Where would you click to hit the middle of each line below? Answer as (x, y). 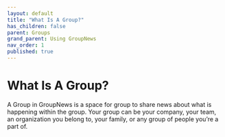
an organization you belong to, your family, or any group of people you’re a (113, 119)
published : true (30, 52)
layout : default (30, 13)
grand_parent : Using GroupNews (52, 39)
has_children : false (37, 26)
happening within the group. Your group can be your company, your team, (112, 112)
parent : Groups (29, 33)
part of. (17, 126)
